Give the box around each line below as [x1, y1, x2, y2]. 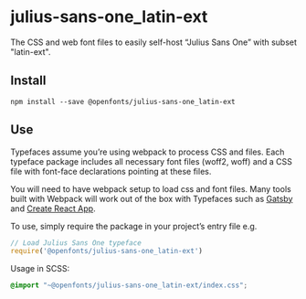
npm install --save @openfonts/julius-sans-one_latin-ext [10, 97, 236, 106]
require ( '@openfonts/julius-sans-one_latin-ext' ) [10, 247, 204, 256]
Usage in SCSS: [10, 263, 70, 274]
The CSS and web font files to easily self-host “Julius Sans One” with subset [10, 37, 298, 48]
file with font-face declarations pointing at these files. [10, 166, 212, 176]
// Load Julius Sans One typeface [10, 238, 142, 248]
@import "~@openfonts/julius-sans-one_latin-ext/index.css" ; [10, 281, 248, 290]
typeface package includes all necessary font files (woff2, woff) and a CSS [10, 155, 293, 166]
